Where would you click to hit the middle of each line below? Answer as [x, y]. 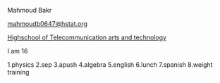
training [18, 72]
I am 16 [18, 51]
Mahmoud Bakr [30, 10]
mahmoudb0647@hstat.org [48, 24]
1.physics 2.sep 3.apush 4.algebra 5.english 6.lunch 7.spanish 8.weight [110, 65]
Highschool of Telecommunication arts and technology [87, 37]
